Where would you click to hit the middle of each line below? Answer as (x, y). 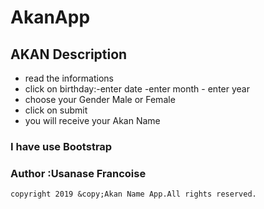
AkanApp (50, 17)
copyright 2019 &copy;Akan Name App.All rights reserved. (133, 194)
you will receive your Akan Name (92, 120)
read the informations (69, 78)
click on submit (56, 110)
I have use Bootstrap (61, 146)
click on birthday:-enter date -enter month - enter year (137, 89)
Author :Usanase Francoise (78, 173)
